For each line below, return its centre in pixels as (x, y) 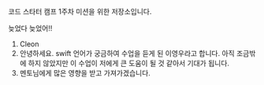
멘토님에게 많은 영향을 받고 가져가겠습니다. (85, 73)
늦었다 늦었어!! (30, 28)
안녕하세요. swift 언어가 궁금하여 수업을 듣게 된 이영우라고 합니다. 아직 (127, 53)
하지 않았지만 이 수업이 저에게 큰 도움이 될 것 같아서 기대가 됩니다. (129, 63)
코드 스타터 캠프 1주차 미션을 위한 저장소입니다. (80, 11)
